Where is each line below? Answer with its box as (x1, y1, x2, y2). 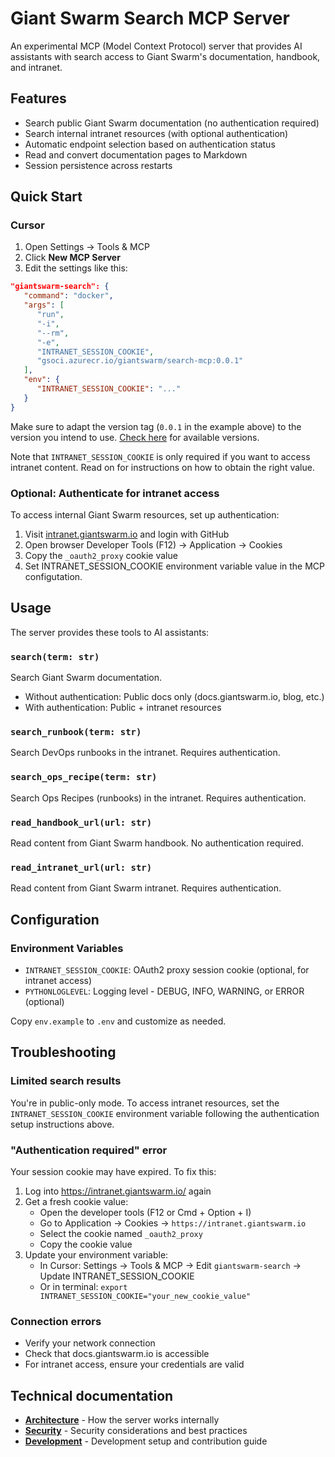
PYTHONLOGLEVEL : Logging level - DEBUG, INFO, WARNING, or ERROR (24, 985, 305, 997)
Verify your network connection (24, 1337, 156, 1349)
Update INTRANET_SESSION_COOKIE (39, 1270, 195, 1282)
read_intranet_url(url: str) (10, 862, 153, 873)
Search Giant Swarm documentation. (10, 672, 162, 684)
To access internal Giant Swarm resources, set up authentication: (10, 508, 280, 521)
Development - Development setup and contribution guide (24, 1435, 268, 1447)
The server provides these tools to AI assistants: (10, 626, 210, 638)
